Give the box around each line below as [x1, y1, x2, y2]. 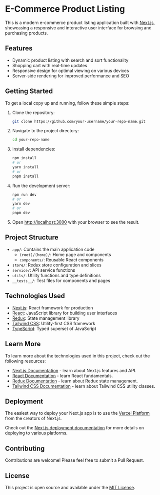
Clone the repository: [12, 109, 55, 116]
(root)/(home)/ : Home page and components [19, 251, 111, 258]
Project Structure [5, 234, 59, 242]
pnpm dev [12, 211, 30, 215]
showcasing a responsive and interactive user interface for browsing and [5, 24, 152, 30]
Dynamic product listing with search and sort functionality [12, 57, 129, 63]
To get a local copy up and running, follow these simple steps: [5, 100, 130, 106]
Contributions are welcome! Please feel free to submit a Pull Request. [5, 457, 144, 463]
